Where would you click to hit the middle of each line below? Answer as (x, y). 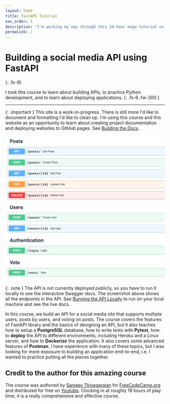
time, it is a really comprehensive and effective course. (62, 396)
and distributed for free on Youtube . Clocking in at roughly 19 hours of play (83, 391)
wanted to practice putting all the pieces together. (57, 357)
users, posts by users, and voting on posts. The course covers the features (83, 320)
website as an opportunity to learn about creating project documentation (81, 123)
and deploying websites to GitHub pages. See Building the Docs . (73, 128)
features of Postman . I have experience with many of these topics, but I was (85, 346)
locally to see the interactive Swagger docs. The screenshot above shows (82, 294)
